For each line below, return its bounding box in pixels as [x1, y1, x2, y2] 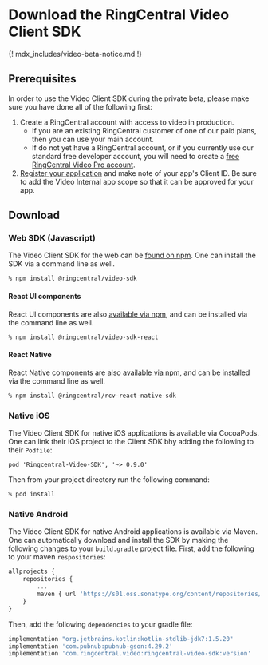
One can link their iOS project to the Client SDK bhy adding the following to [8, 437, 254, 447]
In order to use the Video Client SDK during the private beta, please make [8, 94, 250, 103]
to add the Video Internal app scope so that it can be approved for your [19, 177, 254, 186]
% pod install [8, 490, 56, 499]
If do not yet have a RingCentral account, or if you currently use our [31, 142, 254, 153]
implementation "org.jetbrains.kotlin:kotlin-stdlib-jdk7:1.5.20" [8, 635, 234, 643]
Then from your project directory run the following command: [8, 475, 210, 484]
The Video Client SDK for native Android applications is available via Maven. [8, 527, 258, 536]
